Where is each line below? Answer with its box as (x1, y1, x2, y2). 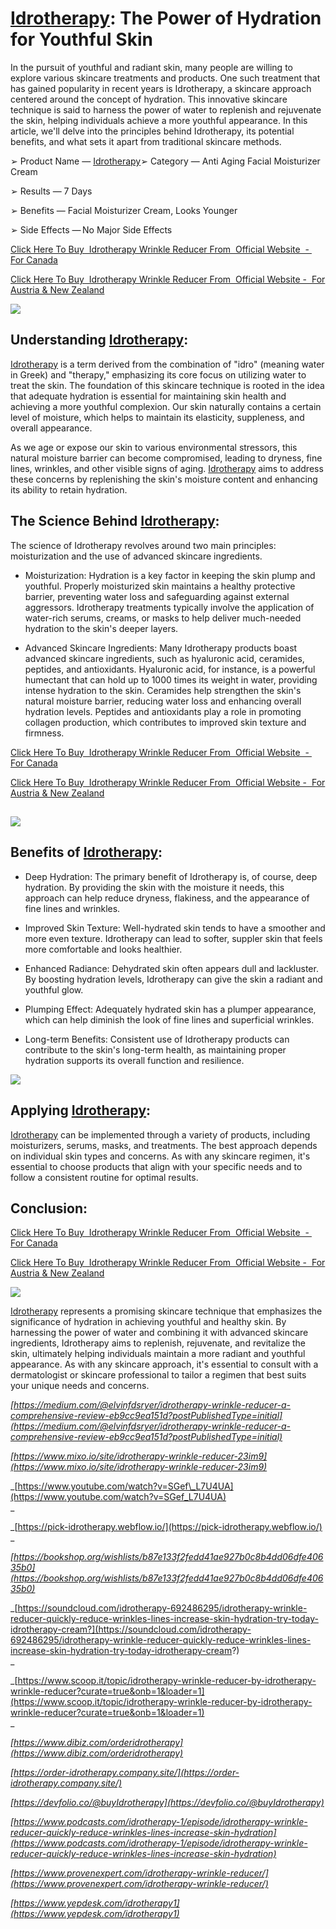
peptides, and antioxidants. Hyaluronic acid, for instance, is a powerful (24, 663, 316, 675)
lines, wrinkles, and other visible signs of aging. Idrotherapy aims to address (10, 462, 324, 474)
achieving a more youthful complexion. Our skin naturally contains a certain (10, 400, 322, 412)
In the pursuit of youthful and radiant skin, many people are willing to (10, 61, 293, 73)
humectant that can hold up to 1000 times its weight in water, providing (24, 673, 318, 686)
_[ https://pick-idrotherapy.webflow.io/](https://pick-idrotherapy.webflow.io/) (10, 1521, 323, 1533)
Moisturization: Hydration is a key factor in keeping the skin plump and (24, 569, 316, 581)
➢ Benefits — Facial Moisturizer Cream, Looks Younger (10, 204, 238, 216)
